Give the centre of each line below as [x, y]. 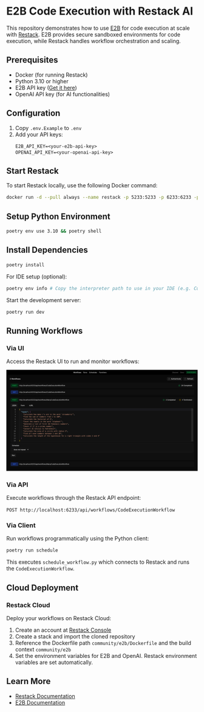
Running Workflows [45, 330]
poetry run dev [25, 312]
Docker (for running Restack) [51, 75]
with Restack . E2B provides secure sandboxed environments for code [93, 34]
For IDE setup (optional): [37, 276]
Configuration [33, 113]
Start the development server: [44, 300]
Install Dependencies [47, 250]
